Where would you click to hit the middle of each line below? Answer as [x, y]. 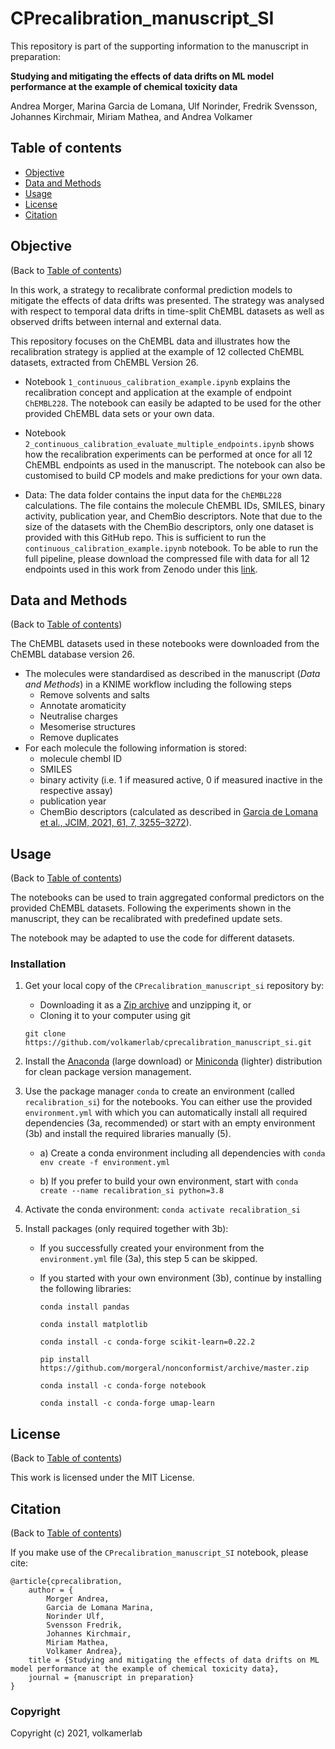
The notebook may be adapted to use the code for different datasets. [152, 938]
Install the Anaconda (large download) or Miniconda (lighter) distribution [173, 1061]
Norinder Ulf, [75, 1617]
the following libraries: [85, 1289]
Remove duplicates [79, 738]
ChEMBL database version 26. [72, 654]
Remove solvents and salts [95, 695]
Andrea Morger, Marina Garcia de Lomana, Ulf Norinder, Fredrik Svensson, [164, 106]
